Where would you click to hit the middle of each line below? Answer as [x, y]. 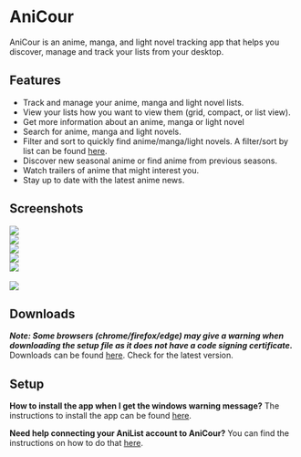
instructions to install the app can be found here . [100, 416]
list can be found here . [65, 151]
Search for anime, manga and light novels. [102, 131]
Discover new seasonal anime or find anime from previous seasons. [150, 161]
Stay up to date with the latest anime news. [104, 180]
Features [35, 81]
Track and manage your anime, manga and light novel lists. [133, 102]
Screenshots [47, 208]
